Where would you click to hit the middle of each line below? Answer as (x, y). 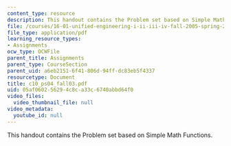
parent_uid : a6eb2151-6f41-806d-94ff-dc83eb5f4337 (81, 71)
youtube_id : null (38, 115)
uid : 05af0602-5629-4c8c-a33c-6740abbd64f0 (70, 90)
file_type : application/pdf (47, 33)
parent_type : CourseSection (47, 64)
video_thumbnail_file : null (54, 103)
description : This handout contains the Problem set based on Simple (109, 20)
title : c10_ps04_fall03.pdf (47, 84)
